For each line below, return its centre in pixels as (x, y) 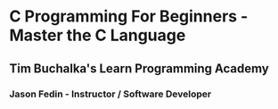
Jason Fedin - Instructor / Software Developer (110, 94)
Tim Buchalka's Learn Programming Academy (139, 68)
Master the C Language (98, 35)
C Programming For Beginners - (129, 17)
